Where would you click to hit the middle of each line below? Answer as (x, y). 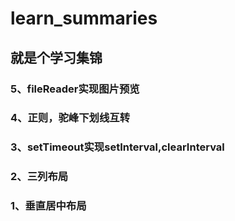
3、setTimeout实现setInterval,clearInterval (117, 147)
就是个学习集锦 (56, 57)
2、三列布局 (39, 177)
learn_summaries (84, 18)
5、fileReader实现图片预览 (75, 89)
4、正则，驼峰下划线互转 (70, 118)
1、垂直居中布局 (48, 206)
